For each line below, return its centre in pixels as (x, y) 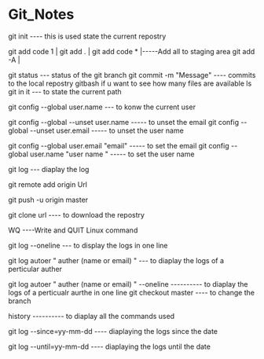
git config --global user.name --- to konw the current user (102, 107)
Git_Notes (41, 15)
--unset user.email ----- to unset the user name (107, 130)
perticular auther (35, 269)
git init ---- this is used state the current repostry (87, 36)
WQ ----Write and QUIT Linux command (73, 230)
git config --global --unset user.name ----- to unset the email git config (124, 122)
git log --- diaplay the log (49, 169)
